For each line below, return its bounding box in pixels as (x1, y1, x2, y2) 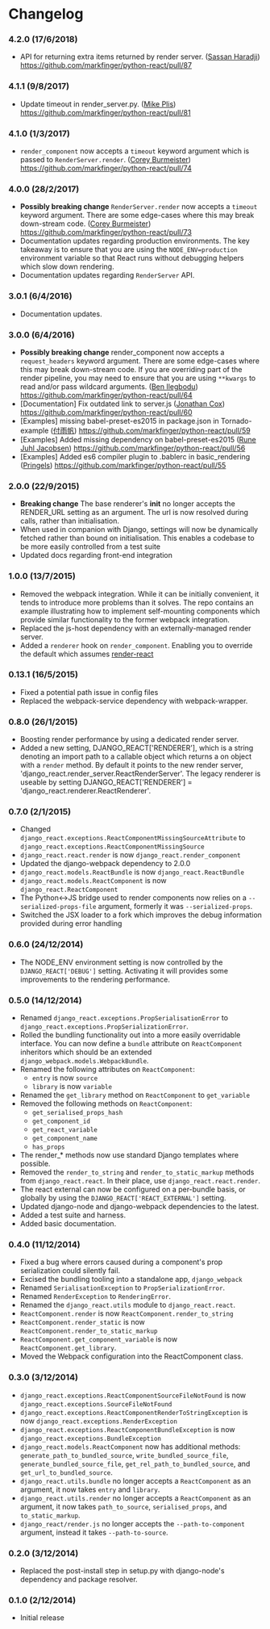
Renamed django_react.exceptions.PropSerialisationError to (19, 1013, 228, 1023)
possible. (19, 1159, 51, 1169)
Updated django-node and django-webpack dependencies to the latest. (19, 1202, 260, 1212)
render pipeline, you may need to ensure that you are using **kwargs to (19, 373, 256, 383)
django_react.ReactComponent (19, 886, 118, 894)
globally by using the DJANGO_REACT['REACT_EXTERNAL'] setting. (19, 1193, 227, 1203)
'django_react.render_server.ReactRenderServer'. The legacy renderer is (19, 768, 261, 779)
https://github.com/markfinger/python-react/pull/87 (19, 61, 192, 70)
